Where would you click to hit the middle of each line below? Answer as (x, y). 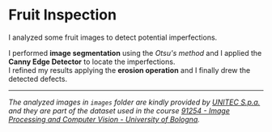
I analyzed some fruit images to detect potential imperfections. (113, 37)
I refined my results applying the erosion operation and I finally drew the (130, 70)
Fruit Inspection (63, 15)
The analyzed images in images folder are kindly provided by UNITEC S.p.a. (134, 102)
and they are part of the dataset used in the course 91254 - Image (119, 110)
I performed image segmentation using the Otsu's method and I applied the (135, 53)
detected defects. (38, 79)
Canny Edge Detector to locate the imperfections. (92, 62)
